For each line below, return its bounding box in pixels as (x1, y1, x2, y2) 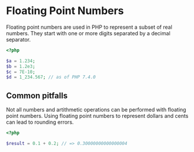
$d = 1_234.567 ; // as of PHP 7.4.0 (6, 75, 96, 80)
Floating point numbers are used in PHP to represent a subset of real (6, 23, 172, 31)
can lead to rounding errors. (6, 119, 74, 126)
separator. (6, 36, 31, 43)
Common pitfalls (6, 90, 68, 100)
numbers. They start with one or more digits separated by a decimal (6, 29, 170, 36)
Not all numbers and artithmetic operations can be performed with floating (6, 106, 186, 113)
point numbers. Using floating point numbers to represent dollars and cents (6, 113, 189, 120)
